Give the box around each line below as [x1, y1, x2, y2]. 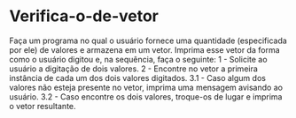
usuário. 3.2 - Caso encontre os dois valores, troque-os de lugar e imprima [9, 91, 283, 102]
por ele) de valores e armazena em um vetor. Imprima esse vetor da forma [9, 44, 281, 55]
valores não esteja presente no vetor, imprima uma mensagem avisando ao [9, 82, 284, 92]
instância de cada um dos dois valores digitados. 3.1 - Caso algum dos [9, 72, 266, 83]
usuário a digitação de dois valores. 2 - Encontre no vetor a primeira [9, 63, 259, 74]
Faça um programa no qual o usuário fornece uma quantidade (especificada [9, 35, 288, 46]
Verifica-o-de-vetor [9, 6, 160, 26]
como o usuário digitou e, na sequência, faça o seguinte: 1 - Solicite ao [9, 54, 268, 64]
